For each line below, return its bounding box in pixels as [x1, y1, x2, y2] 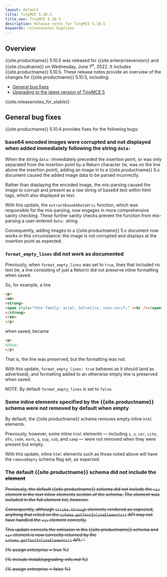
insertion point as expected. [5, 238, 63, 244]
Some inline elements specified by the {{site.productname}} [5, 398, 154, 405]
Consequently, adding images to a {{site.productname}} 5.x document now [5, 227, 159, 233]
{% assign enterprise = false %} [5, 566, 71, 572]
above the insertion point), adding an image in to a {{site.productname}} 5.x [5, 167, 160, 173]
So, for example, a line [5, 282, 51, 288]
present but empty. [5, 441, 44, 448]
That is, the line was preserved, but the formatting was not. [5, 356, 126, 362]
